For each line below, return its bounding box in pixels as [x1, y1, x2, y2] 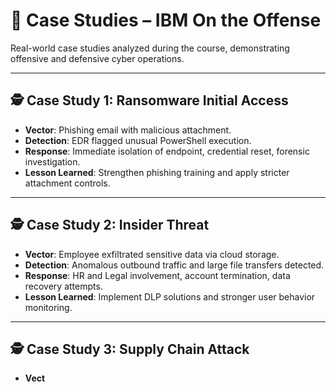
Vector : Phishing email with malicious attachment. [24, 124, 232, 136]
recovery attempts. [24, 280, 103, 292]
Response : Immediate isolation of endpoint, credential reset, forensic [24, 145, 310, 157]
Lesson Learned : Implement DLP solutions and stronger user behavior [24, 290, 316, 303]
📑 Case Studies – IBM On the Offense [10, 9, 322, 32]
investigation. [24, 155, 81, 168]
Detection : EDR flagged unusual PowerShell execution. [24, 134, 252, 146]
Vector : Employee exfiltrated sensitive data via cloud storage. [24, 248, 280, 260]
